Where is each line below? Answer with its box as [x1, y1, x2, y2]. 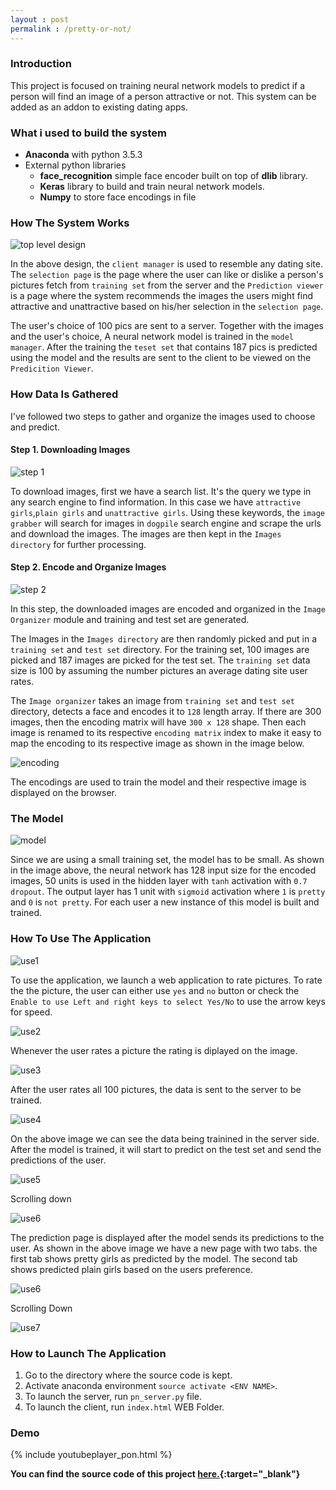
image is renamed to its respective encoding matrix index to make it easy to [10, 727, 322, 739]
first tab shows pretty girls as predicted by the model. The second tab [10, 1252, 298, 1265]
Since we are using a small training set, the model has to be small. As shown [10, 854, 325, 866]
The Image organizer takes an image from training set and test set [10, 695, 295, 707]
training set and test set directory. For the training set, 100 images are [10, 644, 310, 656]
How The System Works [10, 216, 130, 230]
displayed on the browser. [10, 787, 117, 799]
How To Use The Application [10, 932, 152, 946]
